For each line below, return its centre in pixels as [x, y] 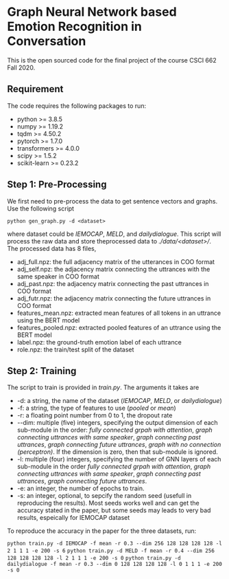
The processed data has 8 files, [52, 248]
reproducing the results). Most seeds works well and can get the [108, 503]
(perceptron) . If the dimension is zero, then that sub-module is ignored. [117, 452]
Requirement [35, 89]
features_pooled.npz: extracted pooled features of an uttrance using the [119, 327]
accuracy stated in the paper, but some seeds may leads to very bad [114, 510]
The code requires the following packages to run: [76, 106]
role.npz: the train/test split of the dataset [75, 349]
